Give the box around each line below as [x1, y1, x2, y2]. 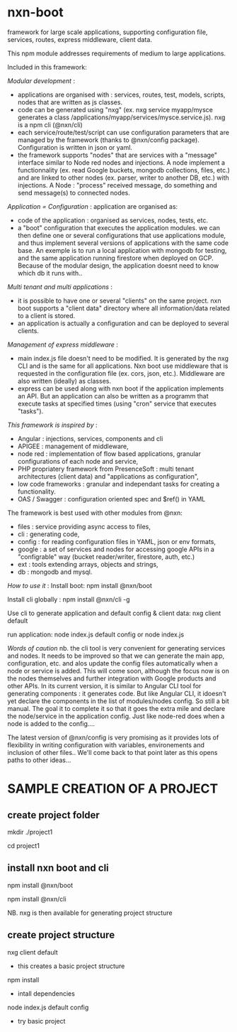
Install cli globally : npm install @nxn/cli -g [7, 594, 130, 604]
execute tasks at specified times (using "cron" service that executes [17, 399, 217, 408]
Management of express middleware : [7, 340, 119, 349]
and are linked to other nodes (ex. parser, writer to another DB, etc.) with [17, 173, 230, 182]
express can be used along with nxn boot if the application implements [17, 384, 224, 393]
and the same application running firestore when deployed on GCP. [17, 254, 214, 262]
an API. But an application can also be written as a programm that [17, 391, 209, 400]
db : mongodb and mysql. [17, 567, 93, 576]
